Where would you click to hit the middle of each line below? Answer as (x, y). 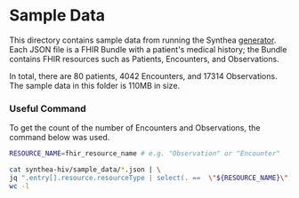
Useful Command (48, 108)
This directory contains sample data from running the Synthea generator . (143, 40)
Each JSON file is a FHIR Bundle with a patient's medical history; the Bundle (148, 49)
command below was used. (60, 138)
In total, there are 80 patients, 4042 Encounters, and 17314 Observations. (143, 75)
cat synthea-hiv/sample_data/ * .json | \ (85, 170)
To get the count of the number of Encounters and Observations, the (135, 128)
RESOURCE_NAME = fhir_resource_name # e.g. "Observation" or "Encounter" (145, 154)
